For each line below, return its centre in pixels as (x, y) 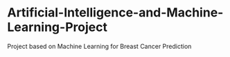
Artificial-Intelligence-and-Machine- (115, 13)
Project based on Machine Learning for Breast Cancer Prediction (99, 46)
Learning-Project (57, 27)
